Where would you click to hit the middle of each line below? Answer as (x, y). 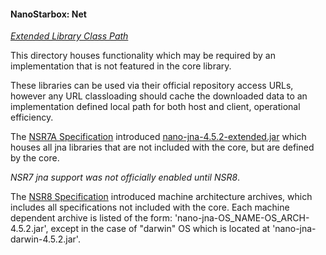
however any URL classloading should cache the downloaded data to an (159, 96)
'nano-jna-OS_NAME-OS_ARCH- (242, 218)
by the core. (35, 158)
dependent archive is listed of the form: (91, 218)
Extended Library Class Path (69, 36)
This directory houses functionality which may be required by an (143, 56)
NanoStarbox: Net (48, 14)
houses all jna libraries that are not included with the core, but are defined (162, 147)
